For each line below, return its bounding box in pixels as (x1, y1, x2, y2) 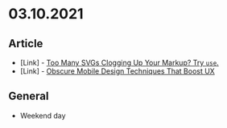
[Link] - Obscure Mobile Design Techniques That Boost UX (19, 66, 215, 76)
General (8, 90, 50, 103)
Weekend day (19, 110, 66, 120)
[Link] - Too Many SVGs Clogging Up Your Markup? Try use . (19, 58, 219, 67)
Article (8, 37, 43, 50)
